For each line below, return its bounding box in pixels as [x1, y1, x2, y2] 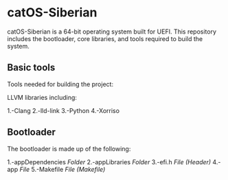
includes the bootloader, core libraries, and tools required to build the [7, 34, 203, 42]
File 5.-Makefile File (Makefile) [19, 165, 106, 173]
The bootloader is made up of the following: [7, 144, 131, 153]
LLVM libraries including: [7, 93, 78, 101]
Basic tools [7, 62, 56, 73]
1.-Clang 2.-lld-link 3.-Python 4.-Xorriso [7, 106, 120, 114]
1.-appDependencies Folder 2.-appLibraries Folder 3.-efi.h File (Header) [7, 157, 212, 166]
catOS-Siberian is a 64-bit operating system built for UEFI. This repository [7, 27, 217, 36]
